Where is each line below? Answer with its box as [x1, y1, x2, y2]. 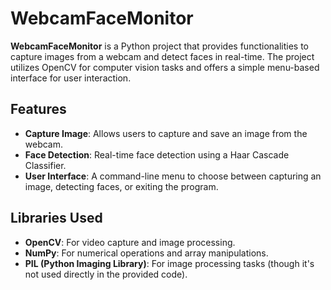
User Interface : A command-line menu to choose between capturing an [24, 170, 322, 182]
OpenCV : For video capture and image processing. [24, 236, 236, 248]
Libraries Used [10, 210, 103, 227]
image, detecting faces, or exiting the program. [24, 180, 219, 192]
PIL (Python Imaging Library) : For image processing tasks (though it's [24, 257, 315, 269]
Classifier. [24, 159, 67, 171]
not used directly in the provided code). [24, 268, 188, 280]
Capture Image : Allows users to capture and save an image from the [24, 127, 308, 139]
